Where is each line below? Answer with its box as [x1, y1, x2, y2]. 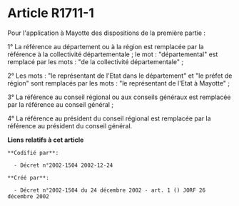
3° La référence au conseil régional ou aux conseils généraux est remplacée [7, 93, 231, 101]
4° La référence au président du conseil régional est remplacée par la [7, 114, 212, 123]
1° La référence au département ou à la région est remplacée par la [7, 42, 205, 51]
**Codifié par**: [7, 149, 59, 156]
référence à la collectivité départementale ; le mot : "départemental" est [7, 50, 218, 58]
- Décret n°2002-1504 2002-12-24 [14, 162, 113, 169]
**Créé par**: [7, 174, 50, 181]
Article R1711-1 [7, 5, 95, 21]
